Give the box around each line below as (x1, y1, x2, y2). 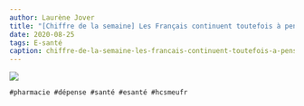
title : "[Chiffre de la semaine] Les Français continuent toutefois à (9, 22, 281, 31)
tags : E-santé (9, 38, 63, 48)
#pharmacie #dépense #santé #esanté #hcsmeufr (9, 88, 188, 97)
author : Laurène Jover (9, 13, 95, 22)
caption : (9, 47, 43, 56)
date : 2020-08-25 (9, 30, 75, 39)
